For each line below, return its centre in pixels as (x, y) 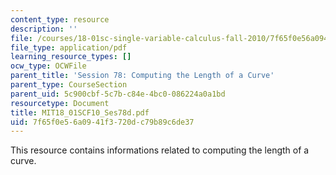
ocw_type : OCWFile (48, 66)
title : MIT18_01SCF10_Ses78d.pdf (80, 112)
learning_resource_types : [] (71, 57)
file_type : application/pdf (69, 47)
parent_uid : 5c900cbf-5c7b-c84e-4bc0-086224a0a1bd (118, 94)
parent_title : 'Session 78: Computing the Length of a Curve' (142, 76)
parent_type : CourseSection (69, 85)
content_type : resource (60, 19)
